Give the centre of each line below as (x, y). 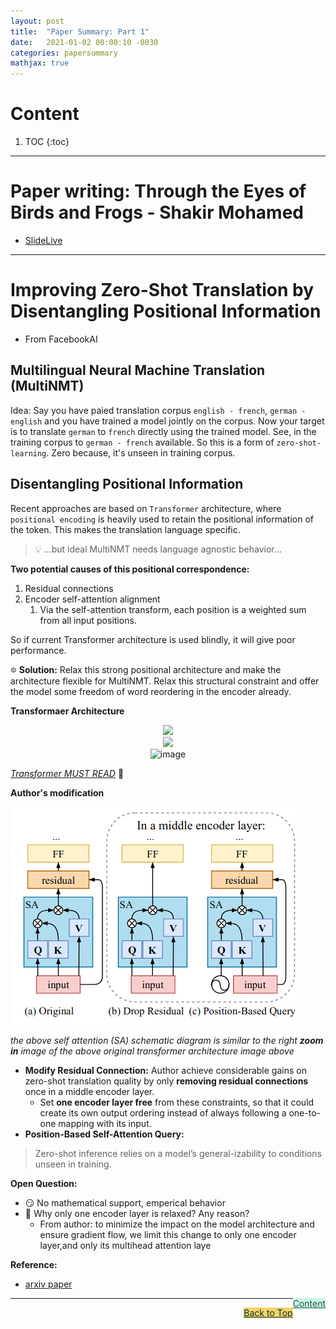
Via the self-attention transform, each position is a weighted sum (173, 609)
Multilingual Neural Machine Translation (138, 370)
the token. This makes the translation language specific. (125, 529)
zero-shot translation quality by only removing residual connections (166, 1081)
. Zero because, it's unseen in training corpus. (141, 452)
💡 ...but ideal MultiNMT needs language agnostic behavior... (158, 549)
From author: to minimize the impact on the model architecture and (177, 1224)
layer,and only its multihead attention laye (125, 1245)
